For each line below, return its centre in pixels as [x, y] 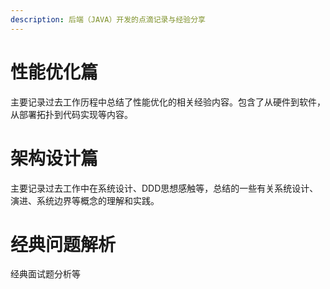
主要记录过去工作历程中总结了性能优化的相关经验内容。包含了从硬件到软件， [168, 102]
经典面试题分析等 [45, 274]
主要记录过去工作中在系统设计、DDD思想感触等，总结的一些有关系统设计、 [164, 188]
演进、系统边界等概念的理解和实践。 [85, 200]
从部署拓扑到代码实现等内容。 [71, 114]
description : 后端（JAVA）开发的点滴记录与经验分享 [108, 19]
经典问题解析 [63, 244]
